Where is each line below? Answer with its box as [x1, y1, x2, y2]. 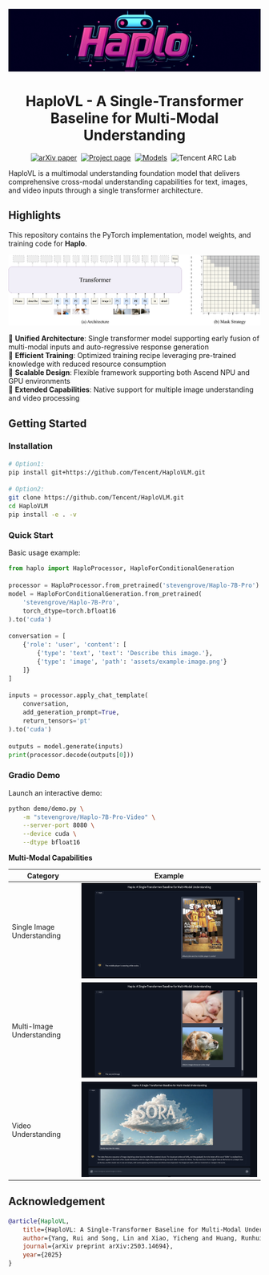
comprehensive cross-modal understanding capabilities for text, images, [8, 177, 248, 186]
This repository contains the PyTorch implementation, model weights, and [8, 230, 251, 239]
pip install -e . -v [8, 511, 78, 519]
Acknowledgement [8, 1195, 106, 1208]
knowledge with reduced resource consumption [8, 359, 167, 369]
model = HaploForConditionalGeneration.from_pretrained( [8, 589, 203, 598]
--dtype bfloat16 [22, 838, 81, 847]
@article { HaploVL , [8, 1217, 70, 1225]
